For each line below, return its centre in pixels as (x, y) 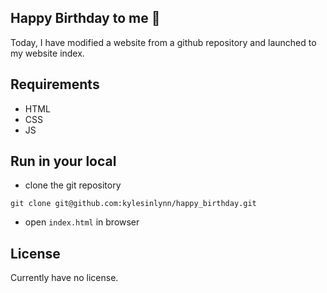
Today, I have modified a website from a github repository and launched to (163, 42)
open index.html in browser (82, 222)
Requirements (55, 84)
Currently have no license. (64, 278)
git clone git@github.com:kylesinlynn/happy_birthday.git (133, 204)
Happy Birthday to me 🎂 (85, 18)
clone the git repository (73, 185)
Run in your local (63, 161)
